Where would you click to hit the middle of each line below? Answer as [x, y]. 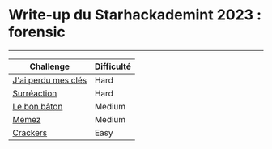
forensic [37, 32]
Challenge [50, 66]
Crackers [30, 133]
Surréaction [35, 93]
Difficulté [113, 66]
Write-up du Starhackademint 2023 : [135, 15]
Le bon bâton [38, 106]
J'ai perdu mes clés [50, 80]
